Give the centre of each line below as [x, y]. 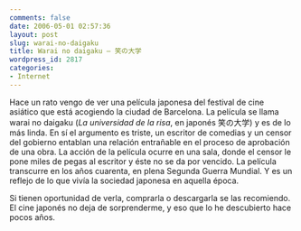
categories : [32, 69]
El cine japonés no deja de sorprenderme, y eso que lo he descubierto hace [150, 208]
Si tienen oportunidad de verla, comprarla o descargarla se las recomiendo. [150, 198]
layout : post [34, 34]
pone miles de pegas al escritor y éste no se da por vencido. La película [143, 161]
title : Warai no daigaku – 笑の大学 [75, 51]
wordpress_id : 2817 [46, 60]
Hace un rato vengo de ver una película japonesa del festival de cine [137, 102]
